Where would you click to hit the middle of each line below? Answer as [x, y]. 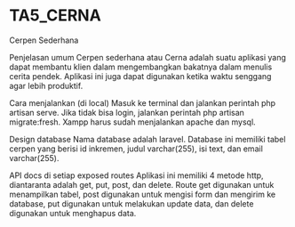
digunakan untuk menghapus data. [73, 213]
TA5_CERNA [56, 16]
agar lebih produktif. [46, 85]
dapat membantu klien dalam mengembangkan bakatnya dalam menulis [141, 67]
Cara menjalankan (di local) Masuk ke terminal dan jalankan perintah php [143, 102]
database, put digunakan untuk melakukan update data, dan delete [132, 203]
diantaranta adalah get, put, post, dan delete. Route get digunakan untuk [142, 184]
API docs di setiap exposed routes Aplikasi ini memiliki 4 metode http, [136, 175]
